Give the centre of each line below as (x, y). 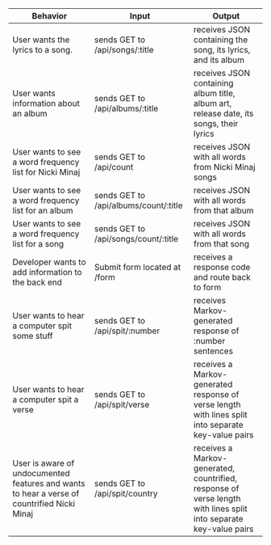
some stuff (33, 336)
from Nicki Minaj (224, 167)
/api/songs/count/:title (136, 239)
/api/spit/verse (122, 405)
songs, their (216, 123)
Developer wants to (49, 262)
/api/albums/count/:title (138, 205)
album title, (214, 93)
